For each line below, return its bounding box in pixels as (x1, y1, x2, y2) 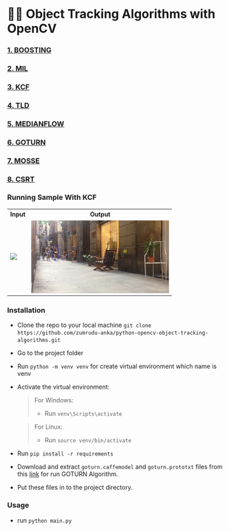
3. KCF (7, 82, 30, 91)
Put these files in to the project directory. (17, 484, 133, 492)
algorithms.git (17, 337, 61, 344)
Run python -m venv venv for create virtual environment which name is (17, 362, 217, 370)
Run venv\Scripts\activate (44, 409, 122, 418)
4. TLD (7, 100, 30, 110)
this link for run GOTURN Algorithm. (17, 470, 118, 478)
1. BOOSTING (7, 45, 52, 55)
